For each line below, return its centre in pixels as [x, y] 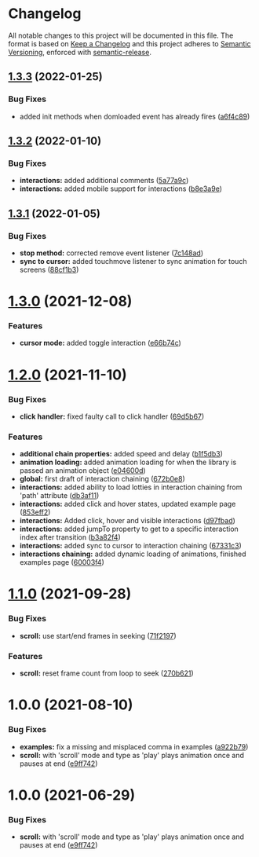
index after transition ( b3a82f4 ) [70, 537]
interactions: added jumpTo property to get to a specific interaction [129, 529]
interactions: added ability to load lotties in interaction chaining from [131, 487]
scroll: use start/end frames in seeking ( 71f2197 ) [98, 635]
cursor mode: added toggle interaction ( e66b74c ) [100, 343]
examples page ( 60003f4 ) [62, 562]
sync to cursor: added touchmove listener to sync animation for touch [133, 261]
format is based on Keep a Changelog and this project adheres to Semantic [129, 43]
